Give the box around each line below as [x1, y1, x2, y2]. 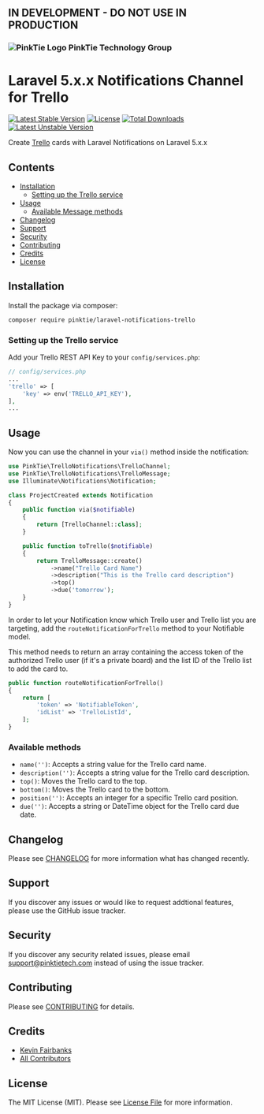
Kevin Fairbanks [19, 1045, 73, 1055]
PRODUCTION [8, 19, 79, 32]
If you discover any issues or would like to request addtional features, [8, 897, 234, 907]
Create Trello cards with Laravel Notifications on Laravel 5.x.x [8, 138, 208, 147]
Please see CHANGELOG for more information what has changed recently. [8, 854, 250, 863]
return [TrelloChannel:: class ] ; [36, 520, 143, 529]
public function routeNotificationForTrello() [8, 679, 164, 687]
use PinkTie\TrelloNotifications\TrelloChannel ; [8, 463, 171, 471]
